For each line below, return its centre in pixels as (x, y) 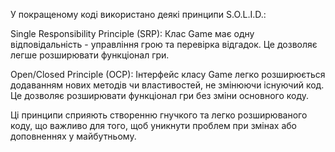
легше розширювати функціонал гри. (90, 55)
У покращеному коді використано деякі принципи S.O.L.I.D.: (138, 14)
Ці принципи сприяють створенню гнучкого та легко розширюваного (159, 115)
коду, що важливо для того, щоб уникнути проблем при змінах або (153, 125)
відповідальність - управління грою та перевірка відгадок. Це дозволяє (164, 44)
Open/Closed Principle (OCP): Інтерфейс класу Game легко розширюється (168, 74)
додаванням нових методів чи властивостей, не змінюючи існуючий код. (167, 85)
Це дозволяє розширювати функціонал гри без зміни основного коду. (159, 95)
